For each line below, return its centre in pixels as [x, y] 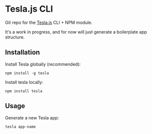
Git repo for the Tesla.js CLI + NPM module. [49, 22]
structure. [15, 37]
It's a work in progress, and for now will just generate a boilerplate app [76, 32]
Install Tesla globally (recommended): [43, 64]
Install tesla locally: [24, 82]
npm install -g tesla [27, 73]
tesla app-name [21, 127]
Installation [22, 52]
